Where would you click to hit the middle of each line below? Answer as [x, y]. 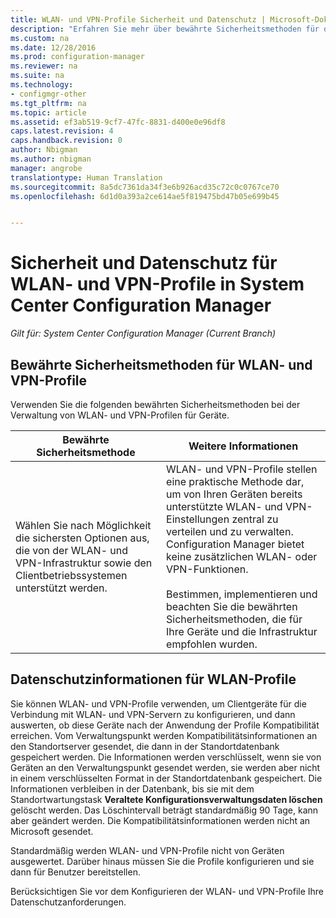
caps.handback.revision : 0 [66, 141]
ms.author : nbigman [51, 159]
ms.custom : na [40, 38]
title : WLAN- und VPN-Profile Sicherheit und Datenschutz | [138, 19]
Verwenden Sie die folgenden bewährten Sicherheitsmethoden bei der [155, 404]
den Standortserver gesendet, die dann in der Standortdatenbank [145, 746]
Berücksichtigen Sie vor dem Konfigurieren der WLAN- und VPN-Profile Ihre [167, 891]
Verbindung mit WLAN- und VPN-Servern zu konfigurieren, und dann [153, 714]
